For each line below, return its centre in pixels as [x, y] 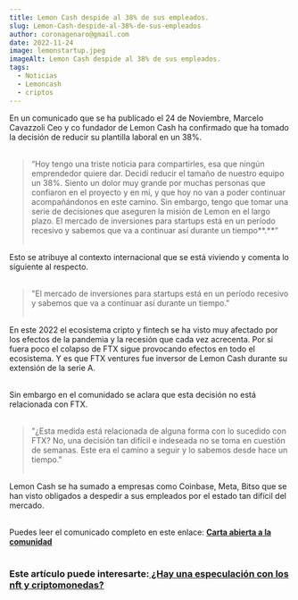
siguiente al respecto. [49, 266]
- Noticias [37, 76]
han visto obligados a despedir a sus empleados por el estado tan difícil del [148, 495]
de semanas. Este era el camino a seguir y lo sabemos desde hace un [159, 450]
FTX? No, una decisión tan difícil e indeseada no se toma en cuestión [158, 440]
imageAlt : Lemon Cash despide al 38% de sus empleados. [115, 59]
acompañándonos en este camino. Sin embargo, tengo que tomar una [159, 201]
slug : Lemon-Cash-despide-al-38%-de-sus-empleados [105, 26]
